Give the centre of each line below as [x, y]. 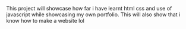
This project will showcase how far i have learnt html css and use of [89, 8]
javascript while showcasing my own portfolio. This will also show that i [93, 14]
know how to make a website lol [45, 21]
